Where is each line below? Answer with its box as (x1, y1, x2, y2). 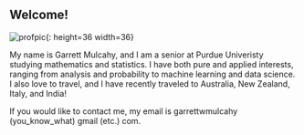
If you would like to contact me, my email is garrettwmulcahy (9, 105, 238, 117)
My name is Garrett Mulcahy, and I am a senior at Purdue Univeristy (9, 49, 264, 60)
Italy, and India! (9, 88, 67, 99)
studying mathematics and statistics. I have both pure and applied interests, (9, 58, 294, 69)
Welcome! (9, 7, 68, 23)
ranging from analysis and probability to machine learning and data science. (9, 68, 296, 79)
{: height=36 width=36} (45, 31, 134, 42)
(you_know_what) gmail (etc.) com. (9, 115, 142, 126)
